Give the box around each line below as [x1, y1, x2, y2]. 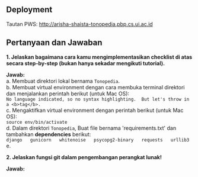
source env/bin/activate [6, 119, 68, 125]
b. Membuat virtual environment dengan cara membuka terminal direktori [6, 83, 185, 91]
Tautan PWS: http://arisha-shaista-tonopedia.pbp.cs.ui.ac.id [6, 20, 153, 27]
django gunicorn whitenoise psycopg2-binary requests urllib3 [6, 137, 190, 143]
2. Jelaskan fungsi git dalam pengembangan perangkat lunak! [6, 153, 162, 160]
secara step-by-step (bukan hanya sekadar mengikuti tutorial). [6, 59, 165, 67]
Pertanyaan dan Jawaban [6, 38, 103, 48]
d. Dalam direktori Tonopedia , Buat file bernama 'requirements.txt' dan [6, 124, 177, 131]
